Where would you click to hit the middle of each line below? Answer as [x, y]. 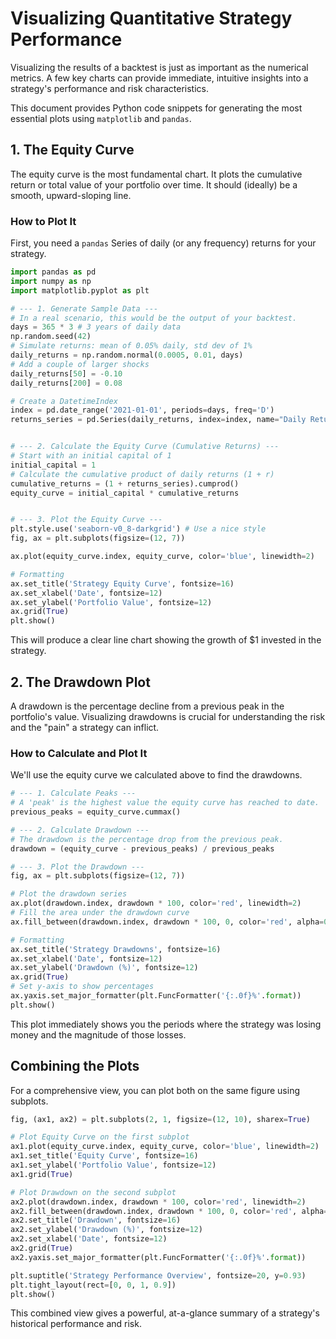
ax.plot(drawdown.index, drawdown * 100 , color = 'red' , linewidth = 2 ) [156, 903]
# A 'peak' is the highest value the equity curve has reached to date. [165, 803]
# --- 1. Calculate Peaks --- [73, 793]
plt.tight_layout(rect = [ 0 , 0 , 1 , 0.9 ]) [93, 1285]
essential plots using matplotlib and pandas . [101, 118]
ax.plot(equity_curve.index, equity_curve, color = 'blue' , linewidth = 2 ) [162, 557]
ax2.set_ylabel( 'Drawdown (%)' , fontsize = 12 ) [106, 1230]
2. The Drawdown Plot [80, 682]
